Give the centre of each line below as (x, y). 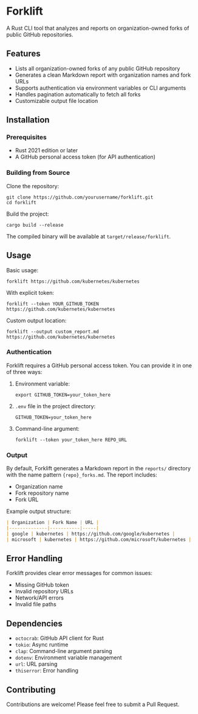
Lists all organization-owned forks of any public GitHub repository (97, 68)
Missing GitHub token (42, 585)
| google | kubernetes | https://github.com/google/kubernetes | (90, 534)
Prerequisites (26, 137)
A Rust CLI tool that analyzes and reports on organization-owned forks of (98, 28)
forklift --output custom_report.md (53, 331)
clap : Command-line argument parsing (63, 651)
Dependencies (34, 624)
